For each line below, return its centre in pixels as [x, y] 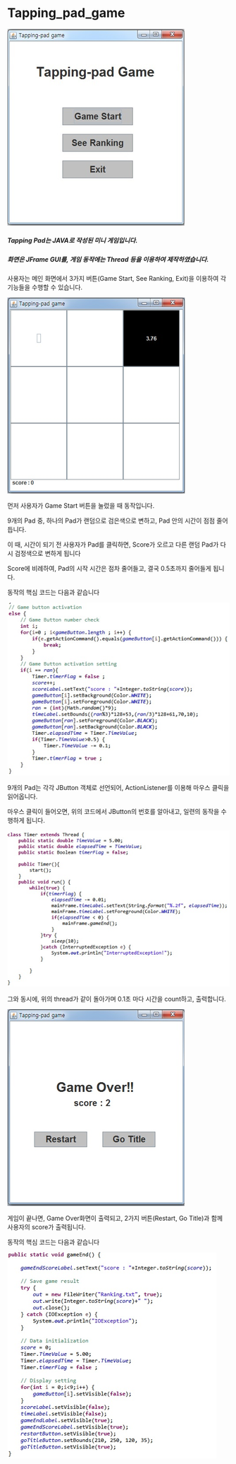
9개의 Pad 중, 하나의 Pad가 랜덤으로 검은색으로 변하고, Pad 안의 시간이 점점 [111, 521]
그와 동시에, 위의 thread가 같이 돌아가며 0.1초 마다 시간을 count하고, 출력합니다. [117, 999]
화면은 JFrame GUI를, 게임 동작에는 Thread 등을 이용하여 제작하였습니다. [108, 259]
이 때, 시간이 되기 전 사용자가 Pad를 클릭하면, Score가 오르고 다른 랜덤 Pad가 [113, 545]
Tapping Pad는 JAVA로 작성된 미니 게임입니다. [73, 240]
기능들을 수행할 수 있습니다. [45, 287]
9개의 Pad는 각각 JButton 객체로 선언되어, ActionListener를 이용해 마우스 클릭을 [118, 787]
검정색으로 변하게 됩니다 [48, 554]
